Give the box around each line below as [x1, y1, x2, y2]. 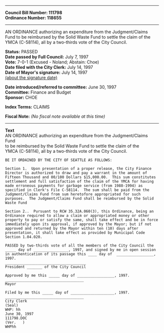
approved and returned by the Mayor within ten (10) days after [5, 226, 139, 231]
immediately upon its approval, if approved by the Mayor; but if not [5, 222, 152, 227]
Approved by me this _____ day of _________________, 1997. [5, 273, 130, 278]
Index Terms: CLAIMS [5, 104, 50, 110]
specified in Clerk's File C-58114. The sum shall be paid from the [5, 187, 150, 192]
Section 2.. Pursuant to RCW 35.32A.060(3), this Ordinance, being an [5, 209, 154, 214]
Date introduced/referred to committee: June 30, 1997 [5, 84, 117, 90]
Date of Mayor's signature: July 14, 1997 [5, 69, 88, 75]
